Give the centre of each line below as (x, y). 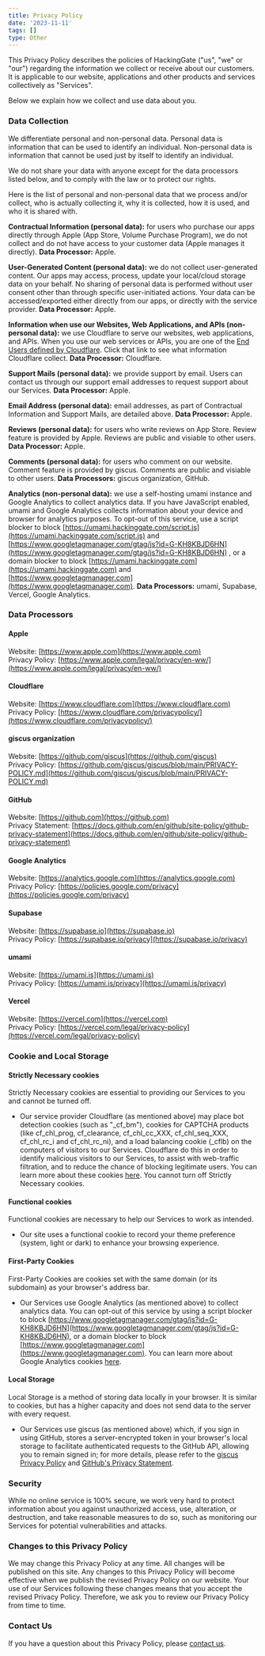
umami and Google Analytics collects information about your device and (126, 510)
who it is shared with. (43, 211)
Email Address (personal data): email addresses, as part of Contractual (125, 405)
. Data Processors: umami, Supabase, (195, 585)
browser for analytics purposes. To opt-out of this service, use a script (123, 518)
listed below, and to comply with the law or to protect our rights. (112, 179)
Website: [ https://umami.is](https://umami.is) (81, 975)
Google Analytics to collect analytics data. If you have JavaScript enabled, (129, 502)
